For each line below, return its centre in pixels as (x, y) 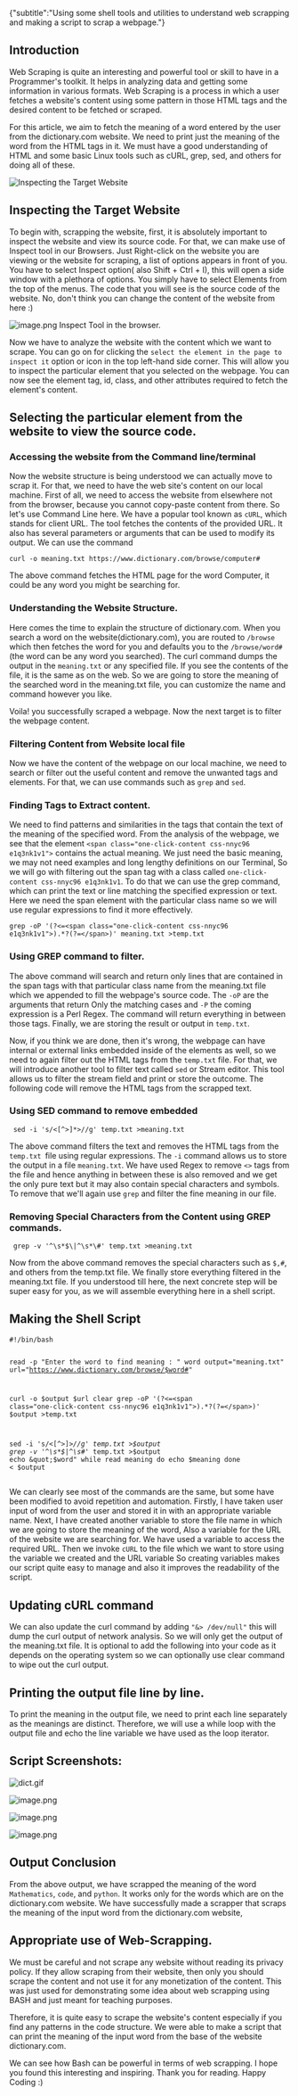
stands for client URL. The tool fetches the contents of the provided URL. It (146, 524)
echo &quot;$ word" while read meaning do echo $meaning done (125, 1460)
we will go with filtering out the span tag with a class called (117, 872)
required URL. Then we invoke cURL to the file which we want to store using (147, 1549)
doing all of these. (42, 165)
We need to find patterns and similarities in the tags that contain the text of (146, 825)
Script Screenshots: (66, 1761)
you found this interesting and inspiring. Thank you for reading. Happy (138, 2072)
